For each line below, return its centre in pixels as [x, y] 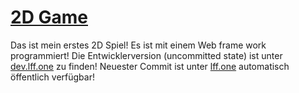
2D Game [49, 17]
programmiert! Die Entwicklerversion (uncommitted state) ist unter [146, 55]
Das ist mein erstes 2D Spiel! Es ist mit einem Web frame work [138, 45]
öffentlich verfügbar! [52, 77]
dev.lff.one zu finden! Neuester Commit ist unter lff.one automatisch [150, 66]
